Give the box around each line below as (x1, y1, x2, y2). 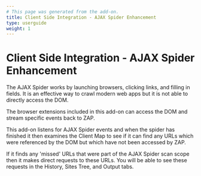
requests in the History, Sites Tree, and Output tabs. (6, 163, 134, 171)
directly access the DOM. (6, 96, 69, 104)
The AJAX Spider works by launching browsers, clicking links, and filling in (6, 84, 190, 91)
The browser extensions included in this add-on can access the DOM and (6, 108, 188, 116)
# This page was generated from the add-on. (6, 8, 119, 15)
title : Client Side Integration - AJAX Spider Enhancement (6, 14, 157, 20)
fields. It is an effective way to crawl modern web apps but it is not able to (6, 90, 188, 98)
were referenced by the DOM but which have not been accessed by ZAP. (6, 139, 187, 146)
